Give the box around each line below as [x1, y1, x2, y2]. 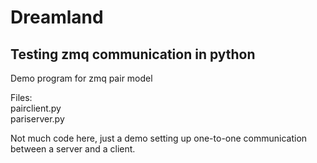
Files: [10, 92, 33, 103]
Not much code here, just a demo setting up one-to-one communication [10, 132, 308, 144]
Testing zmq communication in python [10, 46, 256, 63]
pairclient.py [10, 102, 62, 114]
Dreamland [10, 6, 104, 29]
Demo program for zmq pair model [10, 72, 153, 84]
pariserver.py [10, 113, 65, 125]
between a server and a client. [10, 143, 136, 155]
